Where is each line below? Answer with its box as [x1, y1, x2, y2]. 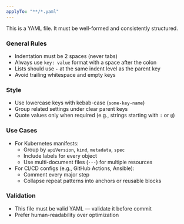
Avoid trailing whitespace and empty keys [14, 71, 116, 78]
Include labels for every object [23, 152, 98, 159]
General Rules [6, 39, 47, 47]
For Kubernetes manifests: [14, 140, 79, 147]
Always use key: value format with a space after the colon [14, 59, 157, 66]
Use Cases [6, 127, 38, 135]
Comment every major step [23, 171, 90, 178]
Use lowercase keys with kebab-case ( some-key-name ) [14, 99, 145, 106]
